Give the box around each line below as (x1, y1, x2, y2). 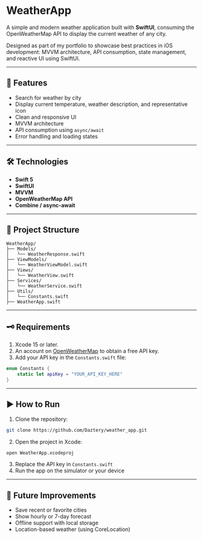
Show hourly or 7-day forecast (14, 513, 92, 520)
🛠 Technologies (6, 157, 68, 167)
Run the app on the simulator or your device (14, 467, 125, 474)
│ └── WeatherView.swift (6, 273, 74, 279)
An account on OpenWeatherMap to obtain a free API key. (14, 348, 159, 355)
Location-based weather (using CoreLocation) (14, 526, 131, 533)
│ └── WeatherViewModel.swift (6, 262, 88, 268)
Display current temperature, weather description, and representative (14, 101, 188, 108)
